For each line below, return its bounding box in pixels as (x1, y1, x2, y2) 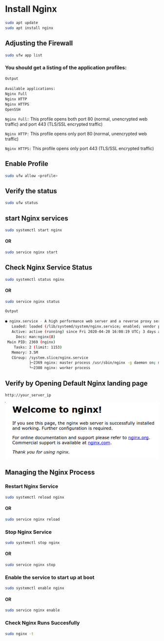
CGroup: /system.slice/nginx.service (11, 355, 89, 360)
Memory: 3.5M (11, 350, 38, 355)
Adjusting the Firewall (5, 39, 73, 48)
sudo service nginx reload (5, 517, 60, 522)
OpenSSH (5, 107, 21, 112)
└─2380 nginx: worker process (29, 366, 91, 371)
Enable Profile (5, 160, 49, 168)
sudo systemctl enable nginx (5, 586, 64, 591)
